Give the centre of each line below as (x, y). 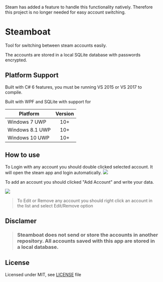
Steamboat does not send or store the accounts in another (88, 235)
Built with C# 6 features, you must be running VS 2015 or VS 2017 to (74, 87)
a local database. (38, 247)
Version (65, 113)
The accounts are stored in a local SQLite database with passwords (73, 55)
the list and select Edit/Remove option (55, 206)
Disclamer (21, 221)
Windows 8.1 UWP (29, 130)
